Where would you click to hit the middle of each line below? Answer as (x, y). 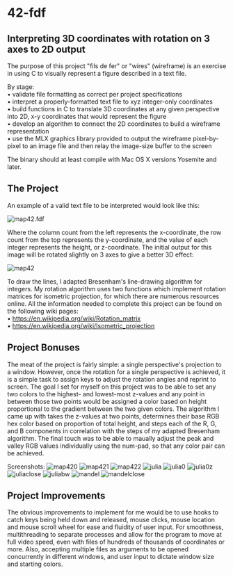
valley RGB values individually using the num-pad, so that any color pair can (116, 446)
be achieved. (26, 453)
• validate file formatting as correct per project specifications (95, 94)
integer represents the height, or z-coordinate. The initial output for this (110, 247)
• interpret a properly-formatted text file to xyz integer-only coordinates (110, 102)
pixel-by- (206, 138)
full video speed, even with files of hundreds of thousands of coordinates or (116, 542)
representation (28, 131)
